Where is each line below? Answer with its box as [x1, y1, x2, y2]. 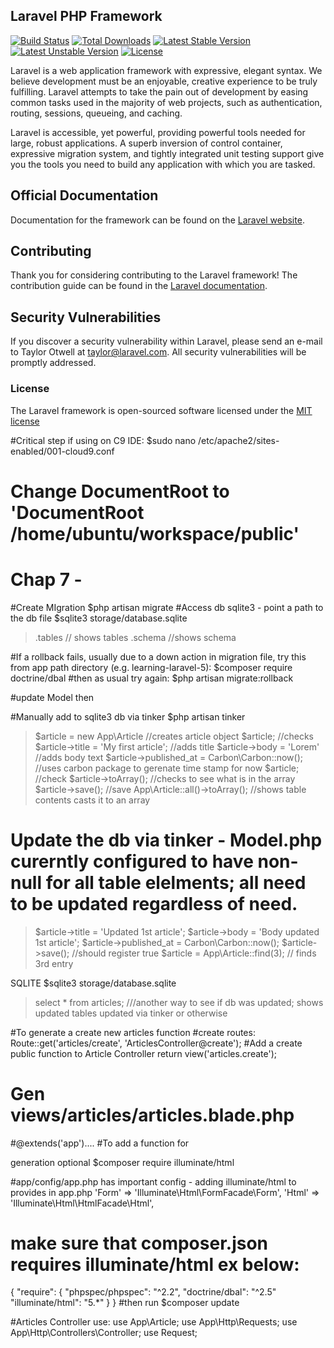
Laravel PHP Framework [10, 8, 163, 25]
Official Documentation [10, 187, 159, 204]
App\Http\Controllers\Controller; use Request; [10, 1327, 198, 1339]
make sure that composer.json [10, 1232, 269, 1254]
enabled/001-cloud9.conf [10, 445, 115, 457]
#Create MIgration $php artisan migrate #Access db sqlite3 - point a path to [10, 601, 324, 613]
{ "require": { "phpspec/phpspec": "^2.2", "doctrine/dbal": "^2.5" [10, 1286, 277, 1298]
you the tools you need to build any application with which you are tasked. [10, 158, 316, 170]
